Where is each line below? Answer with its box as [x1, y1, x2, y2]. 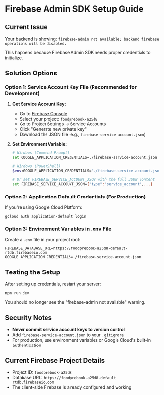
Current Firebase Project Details [5, 356, 105, 365]
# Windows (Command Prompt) [12, 150, 70, 155]
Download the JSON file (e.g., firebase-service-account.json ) [19, 131, 146, 137]
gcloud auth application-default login [5, 214, 87, 219]
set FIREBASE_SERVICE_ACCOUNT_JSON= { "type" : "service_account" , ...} [12, 182, 153, 187]
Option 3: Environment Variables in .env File [5, 225, 112, 232]
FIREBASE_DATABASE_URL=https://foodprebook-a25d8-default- [5, 246, 128, 251]
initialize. [5, 55, 23, 61]
